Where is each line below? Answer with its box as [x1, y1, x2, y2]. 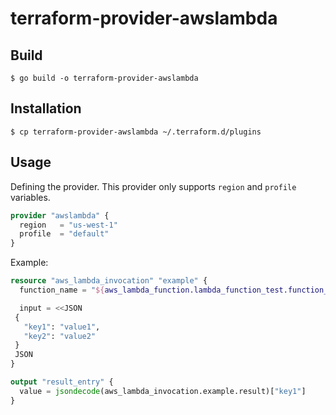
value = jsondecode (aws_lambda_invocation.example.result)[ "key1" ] [19, 386, 307, 396]
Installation [10, 100, 82, 117]
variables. [10, 191, 51, 203]
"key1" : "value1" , [23, 322, 101, 332]
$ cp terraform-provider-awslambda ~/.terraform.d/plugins [10, 127, 262, 137]
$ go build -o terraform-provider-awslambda [10, 73, 199, 83]
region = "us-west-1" [19, 220, 118, 230]
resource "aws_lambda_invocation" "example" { [10, 276, 208, 286]
